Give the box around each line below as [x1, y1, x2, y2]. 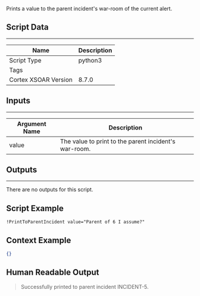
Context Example [6, 235, 71, 245]
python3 [78, 56, 102, 64]
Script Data [6, 22, 49, 32]
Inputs [6, 96, 31, 106]
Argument [17, 119, 46, 128]
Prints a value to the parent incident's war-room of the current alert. [6, 5, 173, 12]
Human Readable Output [6, 267, 99, 278]
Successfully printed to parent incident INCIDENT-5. [20, 283, 149, 290]
